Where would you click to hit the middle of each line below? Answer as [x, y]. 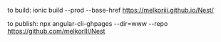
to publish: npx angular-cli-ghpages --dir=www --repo [88, 23]
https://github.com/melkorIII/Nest [56, 31]
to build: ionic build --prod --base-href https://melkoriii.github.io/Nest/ [110, 10]
